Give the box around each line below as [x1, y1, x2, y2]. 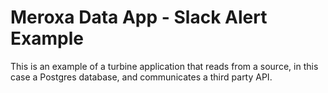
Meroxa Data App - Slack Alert [10, 6, 268, 29]
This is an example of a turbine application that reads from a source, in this [10, 60, 319, 72]
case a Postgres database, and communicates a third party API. [10, 71, 273, 83]
